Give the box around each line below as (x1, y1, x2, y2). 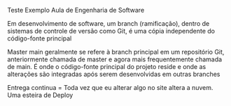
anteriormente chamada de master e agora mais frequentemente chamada (7, 55, 223, 63)
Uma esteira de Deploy (7, 91, 73, 99)
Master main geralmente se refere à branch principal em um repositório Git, (7, 48, 225, 56)
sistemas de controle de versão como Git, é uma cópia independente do (7, 27, 216, 35)
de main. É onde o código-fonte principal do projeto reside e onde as (7, 63, 206, 70)
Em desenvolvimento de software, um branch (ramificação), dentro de (7, 20, 210, 27)
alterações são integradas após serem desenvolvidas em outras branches (7, 70, 220, 78)
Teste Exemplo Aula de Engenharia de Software (7, 6, 145, 14)
